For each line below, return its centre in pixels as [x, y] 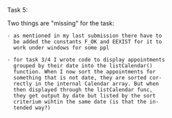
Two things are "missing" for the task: [61, 23]
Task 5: [18, 10]
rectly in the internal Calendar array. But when [86, 84]
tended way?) [32, 108]
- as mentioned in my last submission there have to [85, 36]
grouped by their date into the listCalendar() [83, 66]
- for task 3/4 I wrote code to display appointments [86, 60]
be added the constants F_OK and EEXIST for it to [88, 42]
